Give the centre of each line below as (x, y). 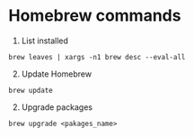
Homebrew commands (95, 16)
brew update (31, 90)
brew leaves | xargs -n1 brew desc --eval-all (97, 57)
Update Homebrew (56, 74)
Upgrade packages (57, 107)
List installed (45, 41)
